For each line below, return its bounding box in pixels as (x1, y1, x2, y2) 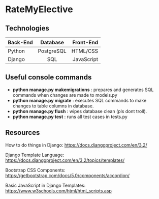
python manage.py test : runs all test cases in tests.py (12, 113, 128, 120)
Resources (5, 128, 40, 137)
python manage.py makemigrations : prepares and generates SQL (12, 87, 154, 93)
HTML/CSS (71, 47, 99, 54)
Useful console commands (5, 73, 92, 82)
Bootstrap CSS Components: (5, 167, 66, 173)
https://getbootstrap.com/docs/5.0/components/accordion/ (5, 172, 130, 179)
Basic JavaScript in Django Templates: (5, 182, 86, 188)
